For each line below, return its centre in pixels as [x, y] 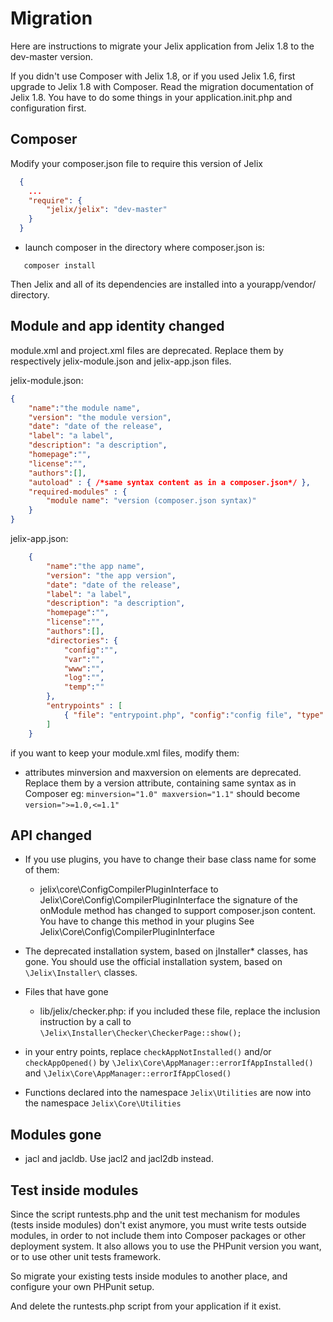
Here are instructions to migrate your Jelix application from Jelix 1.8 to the [162, 46]
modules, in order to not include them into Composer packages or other [158, 1235]
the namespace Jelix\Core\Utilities [103, 1103]
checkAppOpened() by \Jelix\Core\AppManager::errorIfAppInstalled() [169, 1063]
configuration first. [48, 108]
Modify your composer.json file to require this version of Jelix [136, 163]
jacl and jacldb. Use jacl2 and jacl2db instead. [119, 1159]
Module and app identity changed [117, 326]
